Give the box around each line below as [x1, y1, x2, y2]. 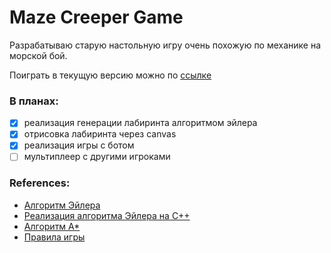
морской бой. [9, 49, 68, 61]
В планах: [9, 94, 59, 108]
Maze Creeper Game [9, 6, 184, 29]
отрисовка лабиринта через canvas [23, 128, 177, 140]
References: [9, 176, 71, 190]
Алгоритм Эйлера [23, 199, 101, 211]
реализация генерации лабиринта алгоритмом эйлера [23, 117, 258, 129]
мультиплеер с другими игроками [23, 151, 171, 163]
